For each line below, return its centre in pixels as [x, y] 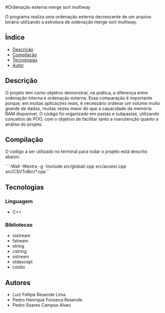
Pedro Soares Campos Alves [41, 305]
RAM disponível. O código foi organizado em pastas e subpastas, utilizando [82, 114]
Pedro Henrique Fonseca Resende [47, 300]
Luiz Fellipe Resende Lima [39, 295]
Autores [18, 283]
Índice [15, 37]
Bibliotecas [19, 225]
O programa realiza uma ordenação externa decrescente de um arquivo [78, 17]
